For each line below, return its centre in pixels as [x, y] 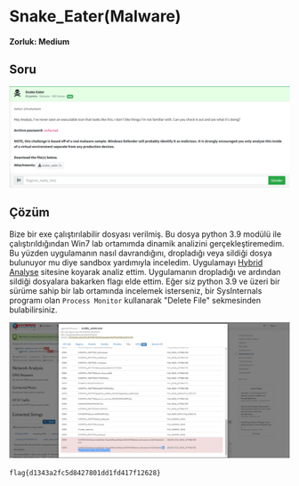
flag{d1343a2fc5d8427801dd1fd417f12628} [85, 474]
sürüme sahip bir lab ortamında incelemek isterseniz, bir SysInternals [136, 290]
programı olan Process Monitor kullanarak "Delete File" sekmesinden [135, 300]
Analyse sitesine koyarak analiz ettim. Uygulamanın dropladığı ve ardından [145, 271]
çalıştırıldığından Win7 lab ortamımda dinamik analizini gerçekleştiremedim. [147, 243]
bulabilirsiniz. [33, 310]
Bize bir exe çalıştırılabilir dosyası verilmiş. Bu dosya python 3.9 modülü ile [145, 234]
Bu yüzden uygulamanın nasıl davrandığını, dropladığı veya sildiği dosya [141, 253]
